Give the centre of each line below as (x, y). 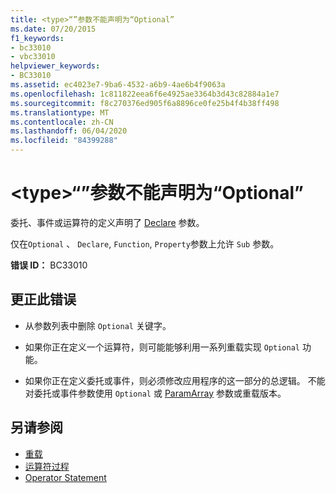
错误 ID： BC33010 (49, 265)
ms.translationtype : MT (60, 112)
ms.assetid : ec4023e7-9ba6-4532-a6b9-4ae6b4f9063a (118, 85)
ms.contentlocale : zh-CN (62, 122)
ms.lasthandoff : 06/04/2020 (69, 131)
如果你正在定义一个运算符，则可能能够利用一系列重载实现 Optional (162, 347)
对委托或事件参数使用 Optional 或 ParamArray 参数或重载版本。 (155, 393)
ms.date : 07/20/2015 (53, 29)
